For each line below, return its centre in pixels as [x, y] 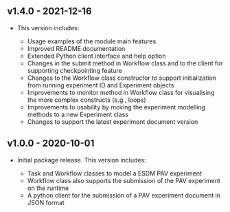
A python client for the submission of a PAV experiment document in [124, 195]
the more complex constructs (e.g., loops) [87, 100]
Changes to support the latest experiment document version [113, 121]
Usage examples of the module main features [92, 41]
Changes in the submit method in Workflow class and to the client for [125, 63]
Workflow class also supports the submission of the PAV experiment [124, 180]
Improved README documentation [76, 48]
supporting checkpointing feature [74, 70]
